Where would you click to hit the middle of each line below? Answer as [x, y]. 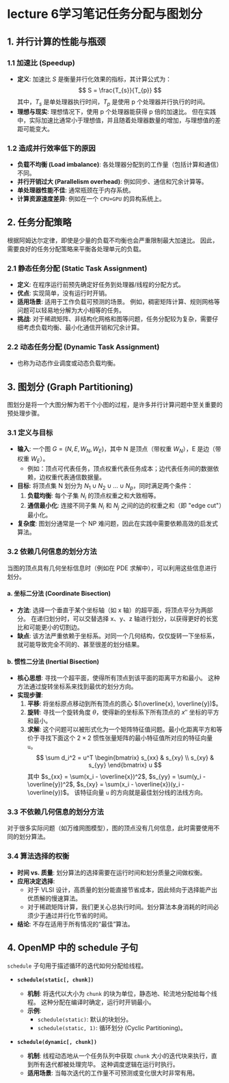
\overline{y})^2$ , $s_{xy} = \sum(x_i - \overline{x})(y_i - [106, 784]
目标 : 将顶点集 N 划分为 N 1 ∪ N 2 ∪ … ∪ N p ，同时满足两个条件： [105, 487]
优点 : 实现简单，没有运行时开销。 [64, 293]
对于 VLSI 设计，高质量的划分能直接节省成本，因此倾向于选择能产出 [122, 889]
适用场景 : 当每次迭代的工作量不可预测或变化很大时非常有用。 [113, 1073]
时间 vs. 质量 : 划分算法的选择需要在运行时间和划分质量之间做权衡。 [111, 872]
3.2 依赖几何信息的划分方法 [52, 552]
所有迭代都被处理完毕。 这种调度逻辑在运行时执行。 [106, 1064]
